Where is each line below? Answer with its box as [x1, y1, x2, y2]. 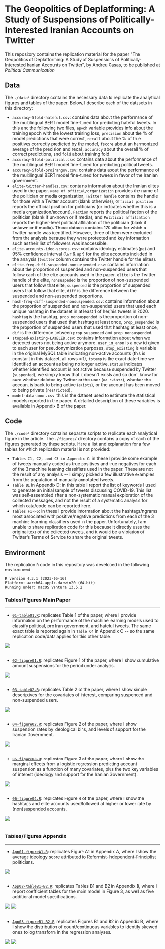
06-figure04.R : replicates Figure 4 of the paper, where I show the [12, 796, 145, 801]
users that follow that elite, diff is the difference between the [12, 287, 137, 293]
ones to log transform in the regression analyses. [12, 929, 111, 935]
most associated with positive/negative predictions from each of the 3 [12, 513, 154, 519]
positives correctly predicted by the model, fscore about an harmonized [12, 141, 158, 147]
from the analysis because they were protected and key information [12, 235, 150, 241]
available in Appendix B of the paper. [12, 403, 87, 409]
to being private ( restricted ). [12, 387, 72, 393]
